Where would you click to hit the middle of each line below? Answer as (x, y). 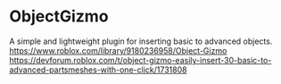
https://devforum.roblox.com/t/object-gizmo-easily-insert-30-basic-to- (140, 60)
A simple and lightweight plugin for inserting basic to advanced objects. (141, 41)
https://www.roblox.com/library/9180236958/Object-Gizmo (118, 50)
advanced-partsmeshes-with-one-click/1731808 (98, 70)
